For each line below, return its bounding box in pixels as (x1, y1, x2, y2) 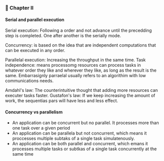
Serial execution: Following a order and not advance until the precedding (5, 27, 152, 33)
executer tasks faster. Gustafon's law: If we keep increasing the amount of (5, 93, 156, 99)
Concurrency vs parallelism (5, 109, 63, 115)
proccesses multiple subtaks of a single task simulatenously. (12, 135, 135, 141)
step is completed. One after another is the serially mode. (5, 33, 121, 39)
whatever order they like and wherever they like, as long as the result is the (5, 67, 157, 73)
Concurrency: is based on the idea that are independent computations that (5, 42, 156, 48)
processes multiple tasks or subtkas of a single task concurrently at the (12, 146, 157, 152)
